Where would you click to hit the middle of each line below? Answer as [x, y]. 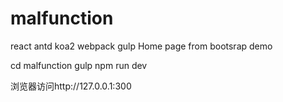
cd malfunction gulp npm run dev [79, 65]
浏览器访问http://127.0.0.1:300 [71, 86]
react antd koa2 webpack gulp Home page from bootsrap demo [141, 46]
